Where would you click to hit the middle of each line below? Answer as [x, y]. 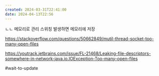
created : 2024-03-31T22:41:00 [36, 10]
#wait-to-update [22, 68]
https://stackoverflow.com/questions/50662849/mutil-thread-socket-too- [79, 38]
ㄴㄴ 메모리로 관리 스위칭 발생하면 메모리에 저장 [50, 29]
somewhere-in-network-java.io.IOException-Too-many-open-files [71, 58]
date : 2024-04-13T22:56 [29, 14]
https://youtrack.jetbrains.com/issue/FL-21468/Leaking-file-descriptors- [78, 53]
